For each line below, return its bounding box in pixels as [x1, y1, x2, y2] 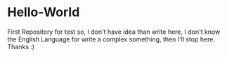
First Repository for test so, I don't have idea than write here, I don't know [7, 27, 221, 36]
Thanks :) [7, 42, 35, 51]
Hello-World [7, 4, 80, 20]
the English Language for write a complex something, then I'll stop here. [7, 34, 216, 43]
